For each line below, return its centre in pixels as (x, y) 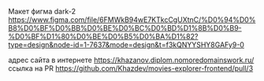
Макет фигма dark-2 (42, 11)
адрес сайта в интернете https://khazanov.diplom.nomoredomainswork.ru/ (131, 60)
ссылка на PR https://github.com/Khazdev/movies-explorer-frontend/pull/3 (131, 68)
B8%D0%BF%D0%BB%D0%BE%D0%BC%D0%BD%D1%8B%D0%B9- (125, 28)
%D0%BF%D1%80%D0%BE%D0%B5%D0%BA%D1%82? (103, 36)
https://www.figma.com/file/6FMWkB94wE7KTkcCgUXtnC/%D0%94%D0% (132, 20)
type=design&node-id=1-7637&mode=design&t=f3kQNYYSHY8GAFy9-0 (126, 45)
